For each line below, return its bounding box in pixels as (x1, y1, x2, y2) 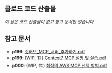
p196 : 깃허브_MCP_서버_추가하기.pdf (11, 48, 85, 54)
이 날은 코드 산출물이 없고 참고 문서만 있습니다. (4, 19, 95, 25)
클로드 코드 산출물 (4, 4, 56, 13)
